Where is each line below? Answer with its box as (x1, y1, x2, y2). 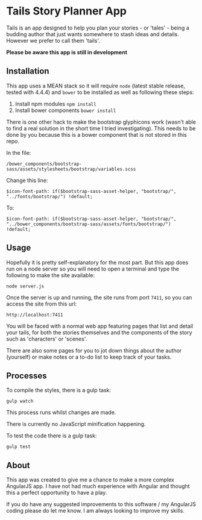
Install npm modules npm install (14, 100, 96, 107)
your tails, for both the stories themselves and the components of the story (6, 328, 192, 336)
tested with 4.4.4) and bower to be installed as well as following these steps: (6, 89, 194, 96)
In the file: (6, 149, 31, 156)
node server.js (6, 283, 45, 289)
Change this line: (6, 177, 48, 184)
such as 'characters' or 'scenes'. (6, 335, 87, 342)
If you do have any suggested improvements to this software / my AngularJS (6, 501, 196, 508)
